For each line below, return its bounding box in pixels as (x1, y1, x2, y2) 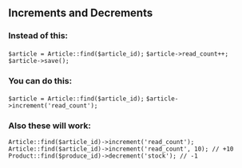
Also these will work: (8, 119, 92, 131)
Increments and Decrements (8, 6, 153, 20)
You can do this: (8, 75, 73, 86)
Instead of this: (8, 30, 69, 41)
